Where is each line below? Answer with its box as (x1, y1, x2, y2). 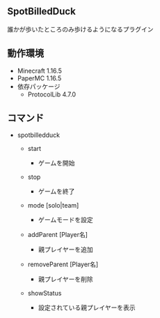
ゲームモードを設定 (38, 216, 93, 224)
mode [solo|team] (27, 201, 79, 210)
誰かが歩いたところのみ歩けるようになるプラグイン (7, 24, 154, 34)
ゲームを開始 (38, 159, 75, 167)
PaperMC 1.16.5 (17, 73, 62, 82)
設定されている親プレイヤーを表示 (38, 303, 136, 312)
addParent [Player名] (27, 231, 88, 239)
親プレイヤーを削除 (38, 275, 93, 284)
